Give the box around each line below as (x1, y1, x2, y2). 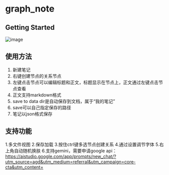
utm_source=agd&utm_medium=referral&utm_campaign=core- (5, 158, 136, 164)
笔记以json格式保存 (12, 110, 53, 116)
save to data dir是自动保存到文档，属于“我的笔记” (12, 98, 115, 104)
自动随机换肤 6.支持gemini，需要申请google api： (14, 147, 117, 154)
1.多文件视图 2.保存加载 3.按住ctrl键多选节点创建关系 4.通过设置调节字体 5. (5, 141, 160, 147)
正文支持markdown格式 (12, 92, 62, 98)
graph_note (5, 3, 54, 15)
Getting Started (5, 23, 55, 32)
